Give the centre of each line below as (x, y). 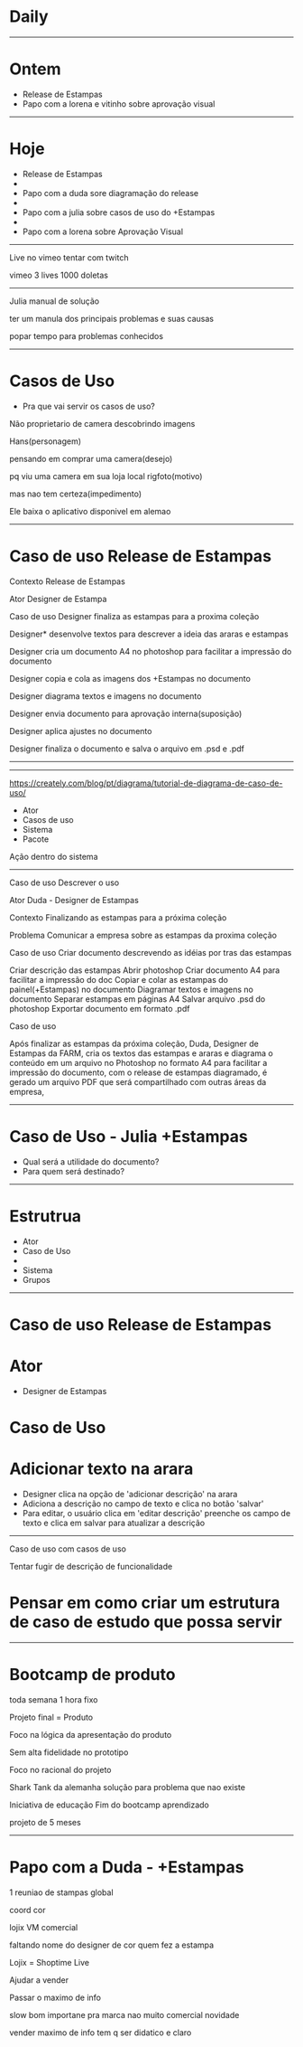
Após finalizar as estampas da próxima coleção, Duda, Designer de (134, 1043)
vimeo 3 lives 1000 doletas (59, 275)
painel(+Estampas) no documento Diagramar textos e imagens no (132, 989)
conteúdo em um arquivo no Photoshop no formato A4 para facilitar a (138, 1062)
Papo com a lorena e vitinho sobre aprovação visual (119, 104)
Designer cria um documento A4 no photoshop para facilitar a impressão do (151, 651)
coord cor (28, 1910)
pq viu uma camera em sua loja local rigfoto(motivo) (106, 476)
